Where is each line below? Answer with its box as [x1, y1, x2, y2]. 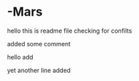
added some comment [7, 39, 71, 48]
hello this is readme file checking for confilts [7, 27, 132, 35]
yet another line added [7, 66, 71, 74]
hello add [7, 52, 34, 61]
